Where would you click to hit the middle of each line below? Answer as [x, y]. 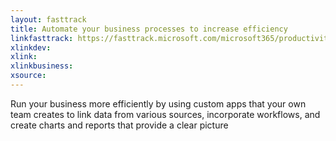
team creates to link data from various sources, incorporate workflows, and [165, 114]
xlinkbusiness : [42, 66]
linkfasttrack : [42, 38]
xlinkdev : [31, 47]
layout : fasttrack [48, 19]
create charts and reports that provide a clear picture [119, 125]
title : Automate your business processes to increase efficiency [149, 29]
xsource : [28, 76]
